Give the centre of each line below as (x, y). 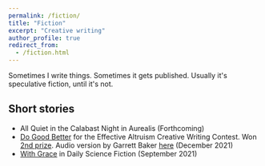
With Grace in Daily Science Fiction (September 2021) (108, 153)
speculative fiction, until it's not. (61, 84)
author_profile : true (44, 38)
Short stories (42, 109)
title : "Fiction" (37, 23)
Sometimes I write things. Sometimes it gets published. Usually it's (118, 75)
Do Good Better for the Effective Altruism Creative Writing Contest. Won (139, 136)
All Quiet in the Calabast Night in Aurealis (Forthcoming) (112, 128)
